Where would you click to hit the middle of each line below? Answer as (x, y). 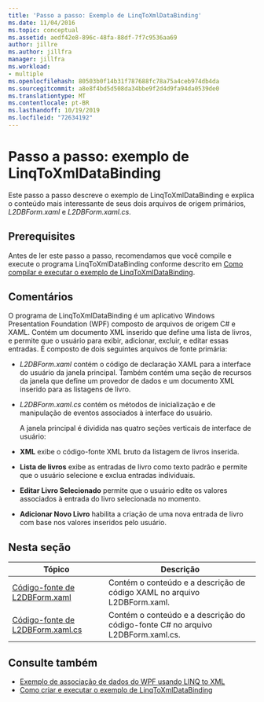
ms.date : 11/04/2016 (42, 23)
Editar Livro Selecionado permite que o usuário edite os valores (123, 491)
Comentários (41, 297)
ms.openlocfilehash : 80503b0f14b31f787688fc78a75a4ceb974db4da (114, 81)
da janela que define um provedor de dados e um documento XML (127, 381)
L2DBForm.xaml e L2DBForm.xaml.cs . (70, 211)
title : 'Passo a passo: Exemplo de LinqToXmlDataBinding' (105, 15)
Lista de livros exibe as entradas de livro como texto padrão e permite (133, 467)
